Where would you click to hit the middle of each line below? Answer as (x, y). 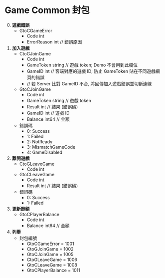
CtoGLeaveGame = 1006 (52, 260)
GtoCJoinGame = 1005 (50, 254)
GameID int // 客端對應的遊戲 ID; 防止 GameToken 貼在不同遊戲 (91, 71)
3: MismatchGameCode (51, 147)
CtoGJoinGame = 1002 (50, 249)
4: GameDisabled (45, 152)
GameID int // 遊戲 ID (48, 113)
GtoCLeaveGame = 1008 (52, 265)
